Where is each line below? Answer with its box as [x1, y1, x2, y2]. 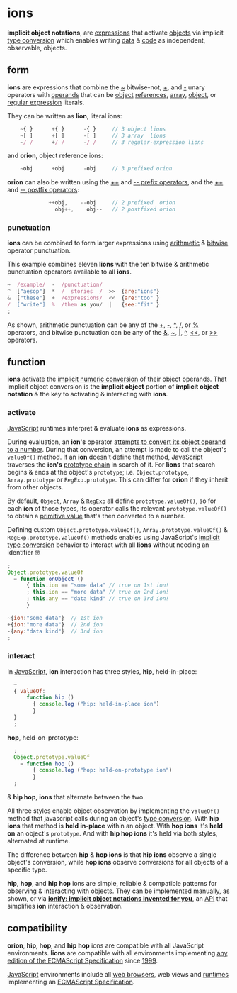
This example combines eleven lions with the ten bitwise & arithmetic [7, 260, 209, 269]
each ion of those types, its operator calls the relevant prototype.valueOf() [7, 504, 227, 512]
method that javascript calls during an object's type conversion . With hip [7, 814, 219, 823]
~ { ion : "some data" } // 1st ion [7, 614, 103, 621]
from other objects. [7, 482, 64, 491]
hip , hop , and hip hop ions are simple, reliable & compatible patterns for [7, 880, 217, 888]
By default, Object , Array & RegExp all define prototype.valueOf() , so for [7, 496, 216, 505]
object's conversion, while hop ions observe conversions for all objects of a [7, 858, 229, 867]
